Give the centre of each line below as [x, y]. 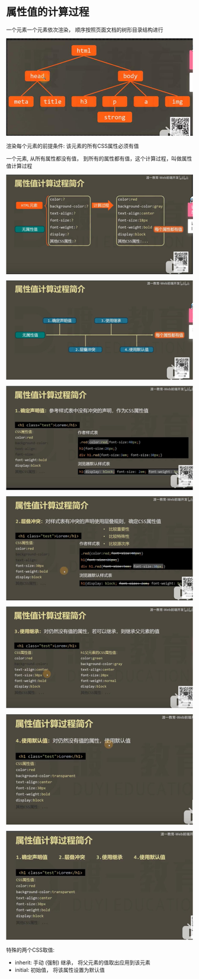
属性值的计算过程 [48, 12]
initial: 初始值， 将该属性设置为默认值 [60, 970]
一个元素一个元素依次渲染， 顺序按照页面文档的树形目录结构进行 [85, 30]
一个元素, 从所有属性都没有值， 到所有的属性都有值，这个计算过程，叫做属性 [99, 158]
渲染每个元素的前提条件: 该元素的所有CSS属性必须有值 [73, 146]
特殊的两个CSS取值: [31, 950]
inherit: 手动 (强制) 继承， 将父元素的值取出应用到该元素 [83, 962]
